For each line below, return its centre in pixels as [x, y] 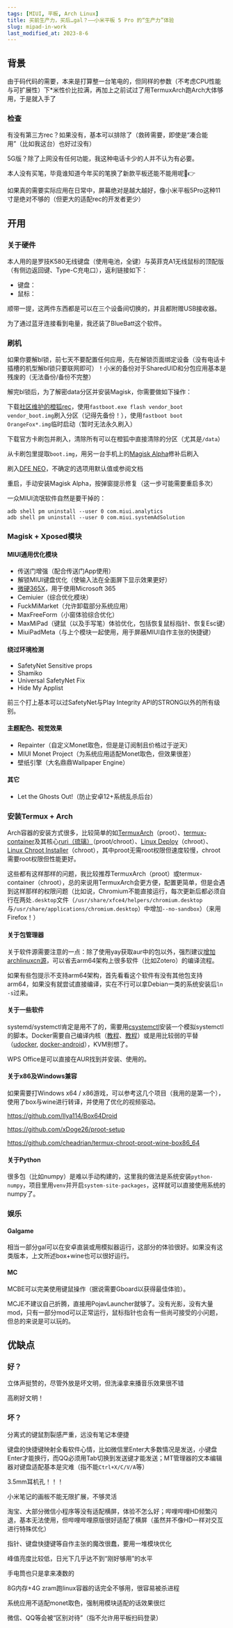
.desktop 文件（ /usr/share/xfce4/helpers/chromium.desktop [117, 900]
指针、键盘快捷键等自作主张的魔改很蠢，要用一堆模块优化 [89, 1544]
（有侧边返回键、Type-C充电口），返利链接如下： [78, 270]
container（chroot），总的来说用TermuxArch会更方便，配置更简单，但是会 [113, 883]
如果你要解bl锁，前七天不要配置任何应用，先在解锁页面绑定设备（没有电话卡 [116, 359]
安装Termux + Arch [40, 816]
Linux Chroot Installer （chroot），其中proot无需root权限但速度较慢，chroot [114, 850]
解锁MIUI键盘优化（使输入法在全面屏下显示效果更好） [94, 580]
